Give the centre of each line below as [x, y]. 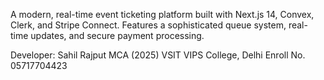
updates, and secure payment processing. [117, 35]
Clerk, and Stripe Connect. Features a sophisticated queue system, [148, 25]
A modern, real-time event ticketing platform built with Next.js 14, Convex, [162, 14]
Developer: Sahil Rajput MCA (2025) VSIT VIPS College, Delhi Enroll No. [158, 55]
